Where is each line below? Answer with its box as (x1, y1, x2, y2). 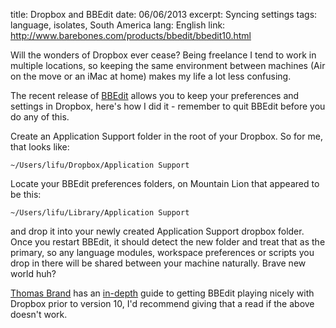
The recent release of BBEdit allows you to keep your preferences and (10, 90, 300, 101)
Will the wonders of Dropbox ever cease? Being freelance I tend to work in (10, 49, 317, 61)
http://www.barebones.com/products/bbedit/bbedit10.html (10, 30, 252, 41)
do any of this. (10, 111, 70, 123)
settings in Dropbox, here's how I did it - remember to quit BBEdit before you (10, 100, 326, 112)
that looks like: (10, 141, 70, 153)
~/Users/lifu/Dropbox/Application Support (10, 160, 190, 170)
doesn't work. (10, 309, 68, 320)
